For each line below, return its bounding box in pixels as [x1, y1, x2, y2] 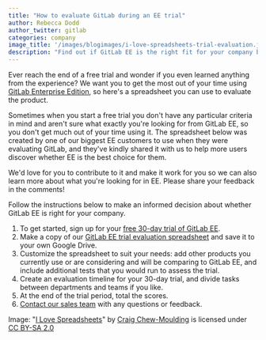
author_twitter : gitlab [8, 26, 87, 34]
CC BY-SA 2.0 [8, 323, 55, 332]
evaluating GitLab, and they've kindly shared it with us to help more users [8, 144, 248, 153]
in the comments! [8, 185, 65, 194]
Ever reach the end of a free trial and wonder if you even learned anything [8, 70, 250, 79]
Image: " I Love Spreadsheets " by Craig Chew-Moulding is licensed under [8, 315, 247, 324]
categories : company [8, 33, 77, 42]
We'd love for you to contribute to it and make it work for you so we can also [8, 168, 257, 177]
